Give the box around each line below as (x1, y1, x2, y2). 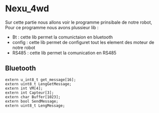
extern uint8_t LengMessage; (5, 103, 65, 108)
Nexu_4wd (5, 3, 49, 14)
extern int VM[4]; (5, 86, 43, 91)
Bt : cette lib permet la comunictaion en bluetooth (12, 34, 113, 40)
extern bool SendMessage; (5, 99, 58, 104)
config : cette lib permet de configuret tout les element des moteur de (12, 39, 155, 45)
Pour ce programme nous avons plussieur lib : (5, 24, 99, 30)
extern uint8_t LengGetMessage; (5, 81, 72, 86)
